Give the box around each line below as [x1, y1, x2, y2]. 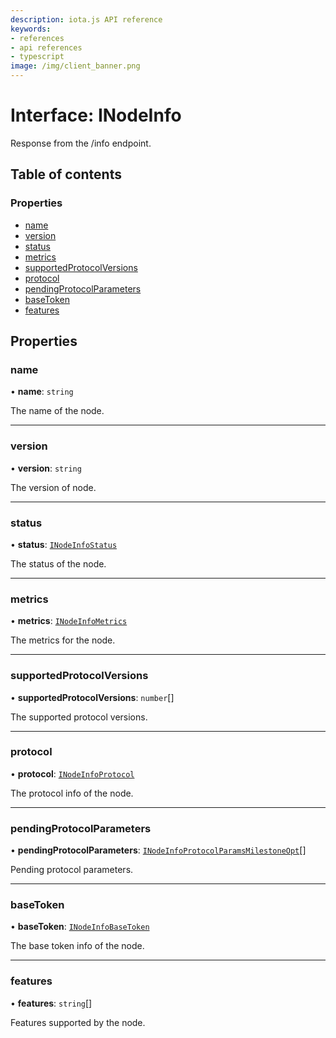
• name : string [10, 386, 74, 398]
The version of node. [10, 481, 97, 493]
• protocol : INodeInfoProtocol [10, 767, 135, 780]
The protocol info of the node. [10, 787, 134, 799]
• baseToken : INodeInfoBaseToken [10, 921, 150, 933]
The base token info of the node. [10, 940, 145, 952]
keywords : [10, 24, 52, 34]
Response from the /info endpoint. [10, 137, 152, 149]
